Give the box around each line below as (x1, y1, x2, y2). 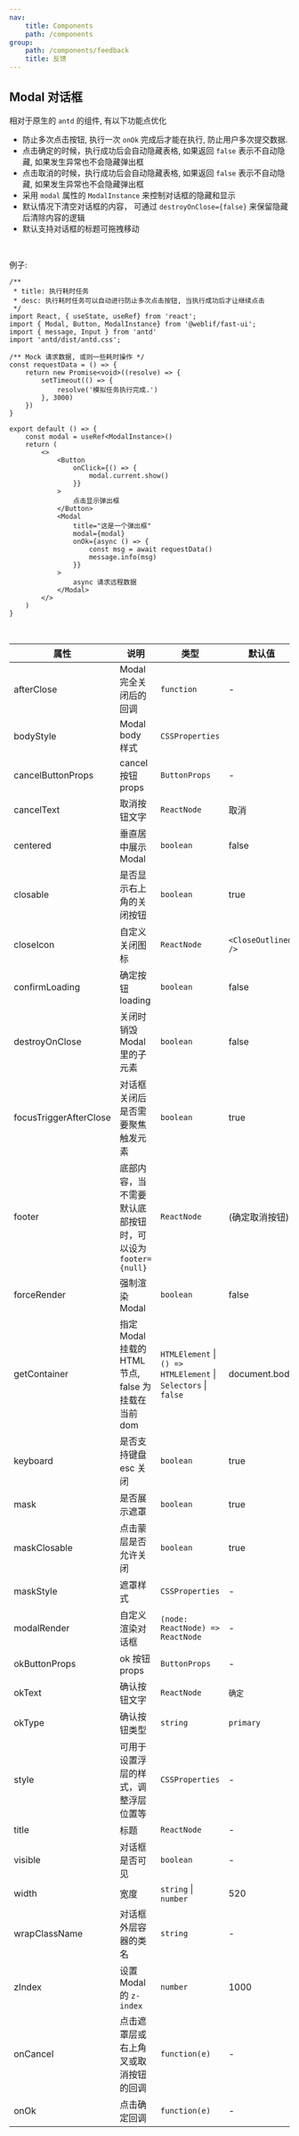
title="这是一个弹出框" (72, 521, 152, 531)
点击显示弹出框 (72, 496, 120, 505)
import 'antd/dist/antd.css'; (9, 335, 122, 344)
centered (13, 839, 52, 852)
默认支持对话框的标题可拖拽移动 (21, 223, 140, 234)
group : (9, 37, 34, 47)
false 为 (119, 1380, 152, 1392)
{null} (119, 1263, 148, 1273)
